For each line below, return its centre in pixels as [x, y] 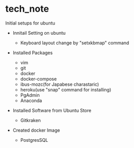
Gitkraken [30, 120]
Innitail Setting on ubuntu [39, 33]
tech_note [27, 9]
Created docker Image [36, 130]
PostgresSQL [34, 140]
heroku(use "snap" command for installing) [66, 89]
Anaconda [31, 101]
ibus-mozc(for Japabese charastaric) [60, 84]
